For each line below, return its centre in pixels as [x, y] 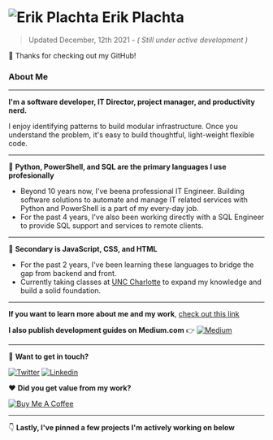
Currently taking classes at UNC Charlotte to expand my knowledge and [141, 282]
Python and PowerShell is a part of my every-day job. [109, 209]
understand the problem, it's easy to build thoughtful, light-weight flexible [131, 135]
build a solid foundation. [61, 291]
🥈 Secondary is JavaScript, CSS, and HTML [83, 249]
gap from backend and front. [68, 274]
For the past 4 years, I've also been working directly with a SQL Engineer [142, 217]
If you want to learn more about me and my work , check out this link [124, 314]
